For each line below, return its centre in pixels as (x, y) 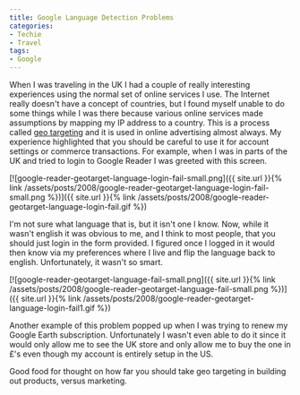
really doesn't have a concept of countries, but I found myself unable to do (147, 103)
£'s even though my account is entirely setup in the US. (111, 354)
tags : (19, 51)
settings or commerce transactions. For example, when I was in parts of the (149, 151)
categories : (31, 26)
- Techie (26, 34)
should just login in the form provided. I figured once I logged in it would (142, 243)
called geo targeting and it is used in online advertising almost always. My (146, 132)
